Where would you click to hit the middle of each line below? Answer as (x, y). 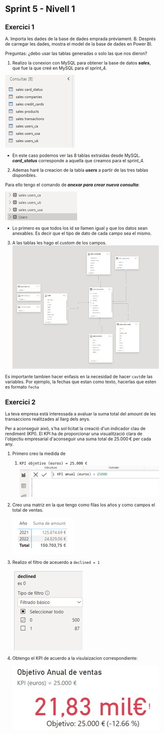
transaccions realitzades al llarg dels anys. (48, 419)
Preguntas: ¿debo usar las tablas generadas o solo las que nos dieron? (76, 53)
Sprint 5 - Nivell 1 (40, 9)
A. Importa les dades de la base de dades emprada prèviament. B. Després (81, 39)
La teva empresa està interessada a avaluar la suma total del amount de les (81, 414)
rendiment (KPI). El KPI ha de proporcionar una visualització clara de (74, 434)
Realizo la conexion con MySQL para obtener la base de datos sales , (82, 63)
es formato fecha (22, 387)
